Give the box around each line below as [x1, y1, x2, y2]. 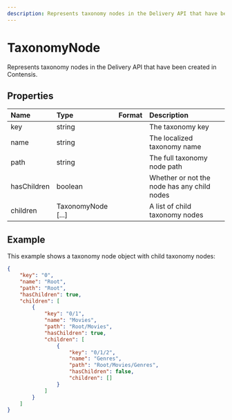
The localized [149, 133, 193, 143]
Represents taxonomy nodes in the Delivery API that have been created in [7, 63, 217, 71]
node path [149, 162, 183, 171]
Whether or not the [149, 173, 211, 183]
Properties [7, 90, 54, 102]
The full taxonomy [149, 153, 209, 163]
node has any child [149, 182, 211, 191]
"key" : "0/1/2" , [68, 349, 116, 356]
